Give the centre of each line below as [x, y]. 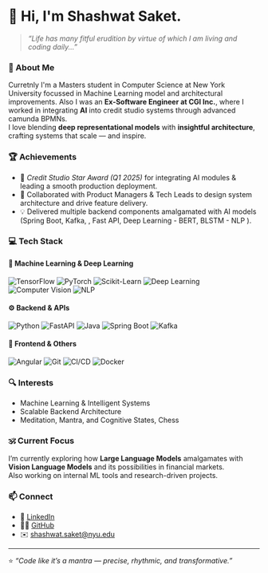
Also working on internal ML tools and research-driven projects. [113, 475]
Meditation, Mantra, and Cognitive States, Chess [99, 420]
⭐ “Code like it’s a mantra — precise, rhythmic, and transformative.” [120, 560]
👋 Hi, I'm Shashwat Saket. [95, 16]
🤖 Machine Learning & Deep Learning [71, 263]
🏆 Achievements [43, 157]
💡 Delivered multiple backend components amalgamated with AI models [138, 211]
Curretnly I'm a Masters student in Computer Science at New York [117, 85]
